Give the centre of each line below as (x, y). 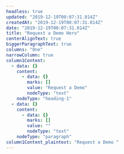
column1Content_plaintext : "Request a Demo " (62, 142)
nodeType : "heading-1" (44, 98)
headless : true (25, 11)
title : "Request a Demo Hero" (43, 33)
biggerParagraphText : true (39, 45)
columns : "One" (25, 50)
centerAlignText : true (34, 39)
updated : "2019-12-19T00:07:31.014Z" (52, 17)
